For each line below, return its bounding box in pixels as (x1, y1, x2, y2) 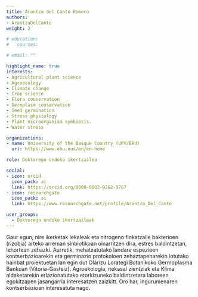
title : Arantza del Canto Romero (6, 8, 89, 15)
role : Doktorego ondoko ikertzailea (6, 157, 97, 163)
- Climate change (6, 85, 49, 91)
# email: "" (6, 52, 36, 58)
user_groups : (6, 212, 39, 218)
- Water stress (6, 124, 44, 130)
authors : (6, 14, 28, 20)
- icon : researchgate (6, 190, 60, 196)
